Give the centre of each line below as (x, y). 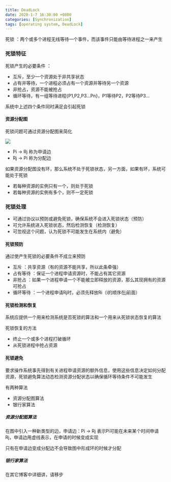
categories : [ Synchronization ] (38, 19)
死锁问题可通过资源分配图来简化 (39, 131)
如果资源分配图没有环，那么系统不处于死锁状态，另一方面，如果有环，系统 (83, 169)
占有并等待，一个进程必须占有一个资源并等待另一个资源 (70, 83)
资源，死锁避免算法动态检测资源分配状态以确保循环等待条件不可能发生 (79, 376)
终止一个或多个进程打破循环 (42, 339)
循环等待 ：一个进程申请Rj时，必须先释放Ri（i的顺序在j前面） (76, 292)
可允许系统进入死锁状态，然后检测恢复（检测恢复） (66, 225)
